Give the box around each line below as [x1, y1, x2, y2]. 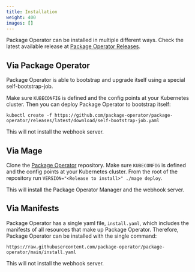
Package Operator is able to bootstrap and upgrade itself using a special [6, 76, 185, 84]
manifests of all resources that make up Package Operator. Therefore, [6, 226, 179, 233]
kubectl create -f [6, 113, 52, 119]
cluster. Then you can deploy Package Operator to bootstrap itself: [6, 100, 171, 108]
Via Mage [6, 146, 43, 156]
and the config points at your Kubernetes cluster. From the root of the [6, 168, 178, 175]
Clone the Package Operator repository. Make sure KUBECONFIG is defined [6, 162, 186, 168]
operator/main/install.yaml [6, 249, 77, 255]
